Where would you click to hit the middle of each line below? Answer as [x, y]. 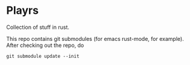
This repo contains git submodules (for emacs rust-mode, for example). [95, 39]
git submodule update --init [43, 56]
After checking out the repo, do [45, 45]
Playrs [23, 11]
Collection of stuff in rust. [38, 27]
